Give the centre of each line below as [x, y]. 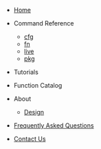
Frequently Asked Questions [54, 126]
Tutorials [26, 72]
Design [34, 112]
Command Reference [44, 23]
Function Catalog [38, 85]
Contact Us [30, 139]
